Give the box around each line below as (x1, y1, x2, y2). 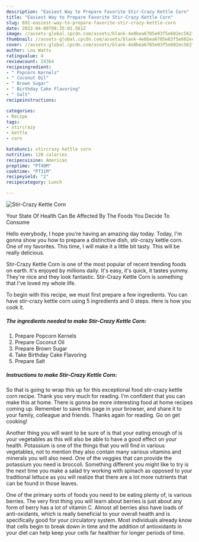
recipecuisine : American (6, 157, 68, 163)
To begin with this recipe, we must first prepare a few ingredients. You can (6, 291, 188, 298)
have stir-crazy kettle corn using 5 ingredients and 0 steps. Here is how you (6, 298, 191, 304)
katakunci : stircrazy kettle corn (6, 146, 92, 152)
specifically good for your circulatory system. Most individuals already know (6, 516, 192, 524)
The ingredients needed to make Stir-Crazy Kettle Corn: (6, 317, 147, 324)
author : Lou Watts (6, 48, 52, 53)
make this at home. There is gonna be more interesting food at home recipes (6, 399, 193, 406)
